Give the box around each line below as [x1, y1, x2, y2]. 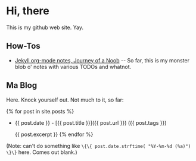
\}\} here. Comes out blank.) [6, 149, 77, 156]
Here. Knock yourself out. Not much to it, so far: [6, 96, 124, 103]
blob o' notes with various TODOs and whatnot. [14, 63, 132, 70]
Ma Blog [6, 80, 38, 90]
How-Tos [6, 41, 41, 51]
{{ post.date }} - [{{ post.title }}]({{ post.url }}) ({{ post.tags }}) [14, 119, 167, 126]
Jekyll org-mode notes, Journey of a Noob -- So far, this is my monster [14, 56, 189, 64]
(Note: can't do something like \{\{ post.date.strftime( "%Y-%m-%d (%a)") [6, 142, 191, 149]
